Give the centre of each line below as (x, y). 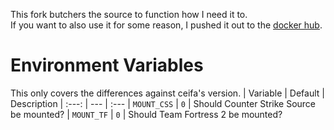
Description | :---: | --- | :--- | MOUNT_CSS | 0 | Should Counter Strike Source (163, 103)
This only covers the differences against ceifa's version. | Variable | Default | (167, 93)
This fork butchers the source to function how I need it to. (129, 14)
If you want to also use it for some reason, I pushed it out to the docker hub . (166, 25)
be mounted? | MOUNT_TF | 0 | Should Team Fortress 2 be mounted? (146, 114)
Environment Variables (107, 65)
